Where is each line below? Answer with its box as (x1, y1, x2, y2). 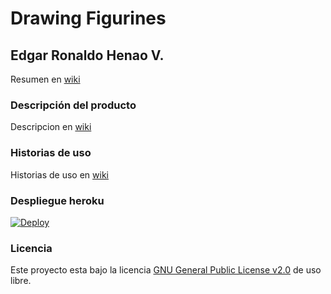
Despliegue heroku (10, 193, 105, 207)
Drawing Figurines (10, 7, 167, 30)
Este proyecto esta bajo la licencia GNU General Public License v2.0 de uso (10, 264, 322, 276)
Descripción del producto (10, 98, 137, 112)
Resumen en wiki (10, 73, 81, 85)
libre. (10, 275, 32, 287)
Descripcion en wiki (10, 121, 92, 133)
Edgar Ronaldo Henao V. (10, 47, 165, 64)
